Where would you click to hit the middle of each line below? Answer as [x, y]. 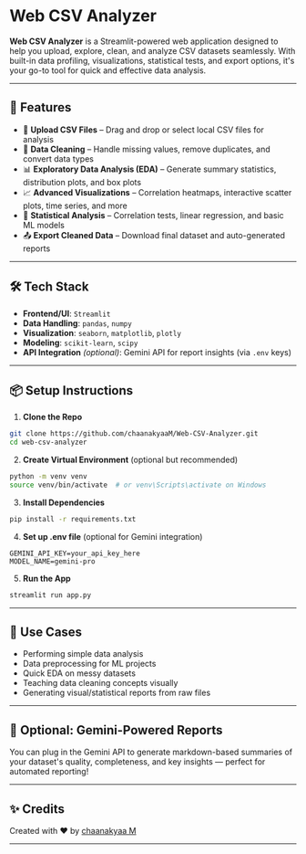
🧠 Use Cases [46, 633]
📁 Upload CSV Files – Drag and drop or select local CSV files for [143, 130]
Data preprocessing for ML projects [89, 664]
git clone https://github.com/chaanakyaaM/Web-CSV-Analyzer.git [134, 434]
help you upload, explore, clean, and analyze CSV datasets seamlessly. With [153, 50]
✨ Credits [37, 809]
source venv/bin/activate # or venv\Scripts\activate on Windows [138, 485]
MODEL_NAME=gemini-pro [52, 561]
